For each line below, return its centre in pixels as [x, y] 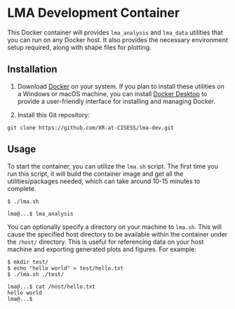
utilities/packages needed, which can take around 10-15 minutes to [104, 181]
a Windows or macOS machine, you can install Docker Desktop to [112, 93]
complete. [22, 188]
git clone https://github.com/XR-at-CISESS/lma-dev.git [90, 128]
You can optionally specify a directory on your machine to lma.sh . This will [115, 227]
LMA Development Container [94, 13]
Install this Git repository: [53, 114]
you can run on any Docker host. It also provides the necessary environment [117, 39]
